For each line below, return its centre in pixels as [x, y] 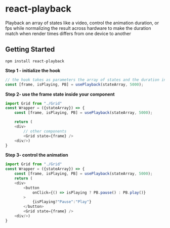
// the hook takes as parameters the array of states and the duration [82, 80]
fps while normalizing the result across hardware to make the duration [78, 28]
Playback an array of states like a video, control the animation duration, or [82, 23]
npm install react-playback [35, 61]
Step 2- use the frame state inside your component [60, 94]
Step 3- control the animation [37, 155]
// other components [45, 131]
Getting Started [30, 49]
